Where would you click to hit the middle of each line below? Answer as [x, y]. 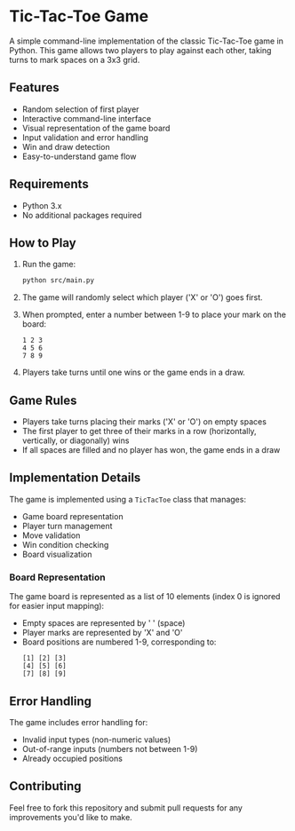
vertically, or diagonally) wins [76, 440]
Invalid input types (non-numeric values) [96, 740]
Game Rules [43, 400]
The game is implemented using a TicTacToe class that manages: [128, 499]
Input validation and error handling [85, 137]
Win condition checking [65, 544]
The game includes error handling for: [79, 722]
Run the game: [49, 265]
